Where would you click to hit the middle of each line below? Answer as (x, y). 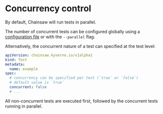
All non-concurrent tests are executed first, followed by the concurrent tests (81, 101)
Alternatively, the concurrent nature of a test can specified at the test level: (80, 46)
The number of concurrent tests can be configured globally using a (72, 31)
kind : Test (16, 60)
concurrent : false (28, 87)
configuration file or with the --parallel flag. (50, 37)
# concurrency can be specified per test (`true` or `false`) (74, 78)
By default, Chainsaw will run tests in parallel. (51, 22)
